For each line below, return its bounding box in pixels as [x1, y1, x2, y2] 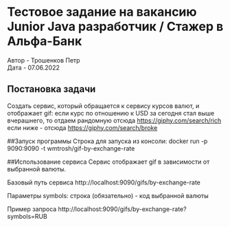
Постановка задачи [7, 83, 96, 95]
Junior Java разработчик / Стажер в [7, 19, 224, 34]
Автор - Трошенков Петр [7, 56, 80, 64]
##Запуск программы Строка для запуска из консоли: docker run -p [7, 137, 208, 145]
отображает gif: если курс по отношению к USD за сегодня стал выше [7, 109, 215, 117]
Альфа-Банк [7, 34, 82, 49]
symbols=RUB [7, 212, 48, 220]
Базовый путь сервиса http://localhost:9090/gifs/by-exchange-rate [7, 178, 200, 186]
